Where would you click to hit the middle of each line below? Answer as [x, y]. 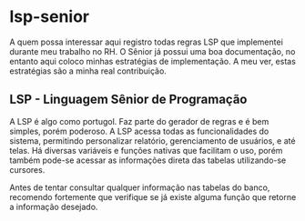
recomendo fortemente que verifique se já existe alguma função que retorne [153, 196]
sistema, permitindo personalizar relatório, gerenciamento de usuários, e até [152, 141]
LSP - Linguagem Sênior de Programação [128, 100]
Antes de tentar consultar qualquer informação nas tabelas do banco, [140, 187]
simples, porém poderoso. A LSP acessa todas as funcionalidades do [139, 131]
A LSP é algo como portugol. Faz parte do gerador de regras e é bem [139, 121]
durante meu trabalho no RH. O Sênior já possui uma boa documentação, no [152, 51]
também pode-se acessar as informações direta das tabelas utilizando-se [148, 160]
